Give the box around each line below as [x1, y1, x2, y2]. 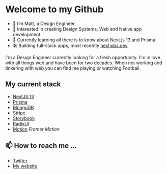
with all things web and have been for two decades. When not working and [5, 60, 162, 66]
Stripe [12, 110, 25, 116]
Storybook [12, 115, 35, 121]
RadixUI [12, 120, 30, 127]
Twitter [12, 157, 28, 164]
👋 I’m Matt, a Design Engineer [12, 20, 75, 27]
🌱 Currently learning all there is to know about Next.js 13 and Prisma [12, 37, 155, 43]
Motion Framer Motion [12, 126, 60, 132]
